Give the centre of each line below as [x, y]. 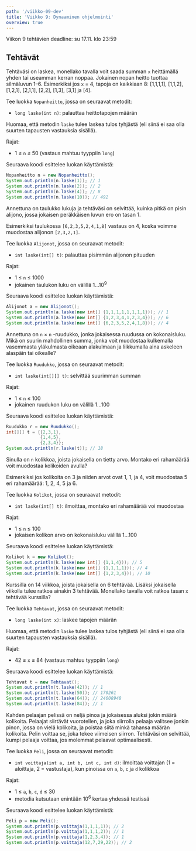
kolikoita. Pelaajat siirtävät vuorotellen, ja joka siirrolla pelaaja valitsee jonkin [97, 721]
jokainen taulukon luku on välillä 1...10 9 [61, 284]
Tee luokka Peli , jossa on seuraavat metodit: [60, 751]
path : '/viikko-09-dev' [35, 11]
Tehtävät [23, 57]
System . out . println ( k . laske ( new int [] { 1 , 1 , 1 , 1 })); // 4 [77, 568]
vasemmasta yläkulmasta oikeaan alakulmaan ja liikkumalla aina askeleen [94, 347]
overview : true [25, 22]
